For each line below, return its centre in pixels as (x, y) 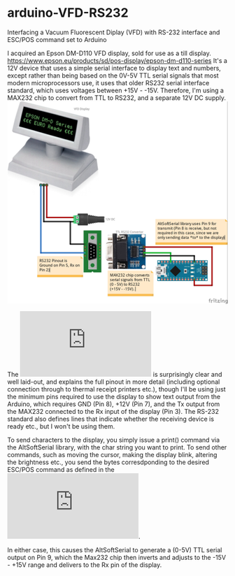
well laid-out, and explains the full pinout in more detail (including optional (114, 382)
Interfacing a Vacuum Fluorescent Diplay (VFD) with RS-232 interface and (114, 32)
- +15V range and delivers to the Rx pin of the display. (85, 565)
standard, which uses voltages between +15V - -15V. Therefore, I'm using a (115, 90)
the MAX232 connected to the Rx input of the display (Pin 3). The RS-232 (113, 411)
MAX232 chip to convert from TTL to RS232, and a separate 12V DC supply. (116, 98)
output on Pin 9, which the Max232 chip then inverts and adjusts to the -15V (116, 557)
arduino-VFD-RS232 (68, 13)
